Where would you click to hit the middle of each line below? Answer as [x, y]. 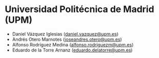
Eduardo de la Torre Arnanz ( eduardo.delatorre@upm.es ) [72, 50]
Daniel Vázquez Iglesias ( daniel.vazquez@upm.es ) [65, 34]
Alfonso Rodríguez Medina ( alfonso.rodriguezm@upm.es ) [73, 44]
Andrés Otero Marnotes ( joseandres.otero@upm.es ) [67, 39]
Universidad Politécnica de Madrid [79, 9]
